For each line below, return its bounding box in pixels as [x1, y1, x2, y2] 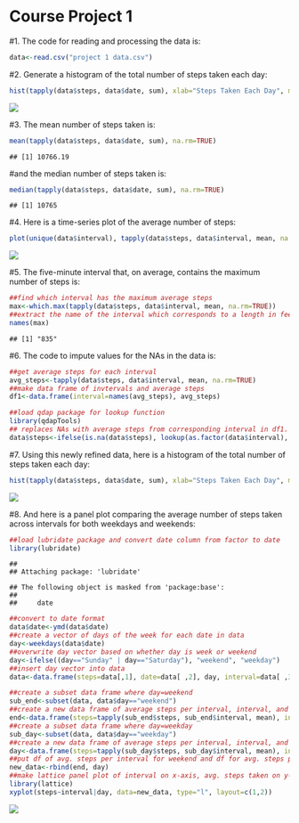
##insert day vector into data [9, 664, 125, 673]
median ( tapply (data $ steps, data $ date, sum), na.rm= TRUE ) [9, 185, 225, 194]
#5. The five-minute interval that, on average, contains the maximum [9, 267, 261, 278]
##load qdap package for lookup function [9, 408, 166, 418]
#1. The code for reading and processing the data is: [9, 36, 201, 46]
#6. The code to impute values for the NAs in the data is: [9, 350, 216, 361]
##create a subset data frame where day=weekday [9, 721, 193, 730]
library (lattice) [9, 779, 74, 789]
